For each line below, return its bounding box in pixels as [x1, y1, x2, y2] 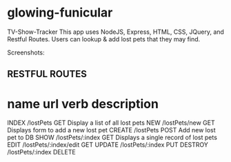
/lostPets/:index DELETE [7, 148, 76, 156]
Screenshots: [7, 48, 45, 57]
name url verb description [7, 96, 159, 112]
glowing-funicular [7, 5, 113, 21]
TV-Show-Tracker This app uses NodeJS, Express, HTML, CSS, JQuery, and [7, 28, 224, 36]
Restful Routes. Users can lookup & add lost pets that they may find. [7, 34, 201, 43]
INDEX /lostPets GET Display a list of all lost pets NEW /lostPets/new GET [7, 119, 215, 127]
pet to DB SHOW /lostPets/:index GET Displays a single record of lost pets [7, 133, 217, 142]
